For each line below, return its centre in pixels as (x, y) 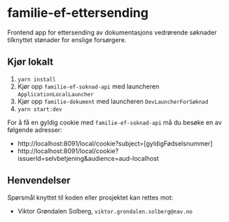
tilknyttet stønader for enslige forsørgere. (67, 39)
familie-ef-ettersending (78, 13)
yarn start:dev (40, 109)
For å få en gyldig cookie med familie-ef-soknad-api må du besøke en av (114, 122)
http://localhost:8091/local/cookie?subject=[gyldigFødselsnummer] (115, 143)
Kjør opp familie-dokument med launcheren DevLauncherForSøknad (113, 101)
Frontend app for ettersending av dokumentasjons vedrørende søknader (112, 32)
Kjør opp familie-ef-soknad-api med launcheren (88, 86)
